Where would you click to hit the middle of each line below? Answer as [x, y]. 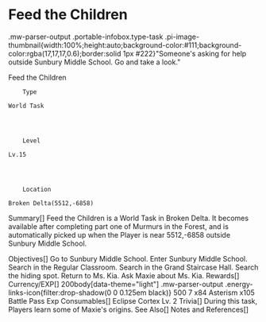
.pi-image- [182, 37]
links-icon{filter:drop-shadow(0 [60, 293]
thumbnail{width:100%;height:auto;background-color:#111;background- [125, 45]
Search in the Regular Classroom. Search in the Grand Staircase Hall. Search [133, 267]
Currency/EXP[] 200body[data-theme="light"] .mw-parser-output [116, 284]
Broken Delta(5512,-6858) [51, 203]
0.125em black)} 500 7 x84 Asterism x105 [187, 293]
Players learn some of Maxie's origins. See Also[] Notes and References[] [128, 309]
